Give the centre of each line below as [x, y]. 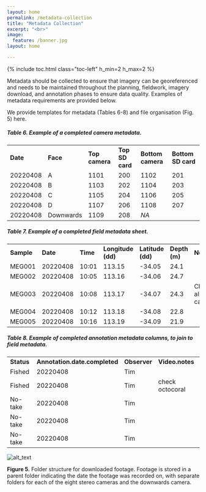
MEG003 [23, 293]
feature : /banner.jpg [40, 40]
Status [20, 361]
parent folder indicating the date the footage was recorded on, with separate [103, 475]
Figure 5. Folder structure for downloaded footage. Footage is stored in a [99, 469]
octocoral [172, 389]
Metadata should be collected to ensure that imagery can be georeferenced [102, 81]
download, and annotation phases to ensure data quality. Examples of [95, 94]
